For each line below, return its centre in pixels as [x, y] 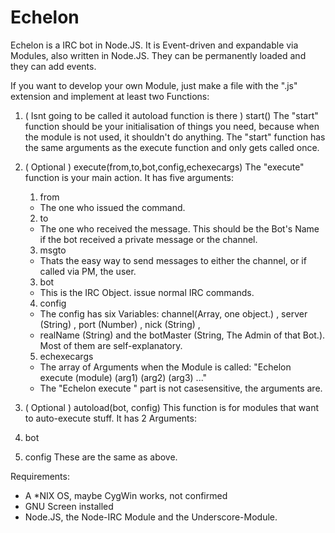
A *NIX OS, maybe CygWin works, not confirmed [126, 495]
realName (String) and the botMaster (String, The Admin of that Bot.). [182, 335]
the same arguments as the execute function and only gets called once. [172, 147]
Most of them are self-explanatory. [111, 345]
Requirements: [40, 476]
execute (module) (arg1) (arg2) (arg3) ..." [123, 377]
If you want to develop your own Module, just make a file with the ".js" [154, 85]
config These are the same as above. [101, 457]
